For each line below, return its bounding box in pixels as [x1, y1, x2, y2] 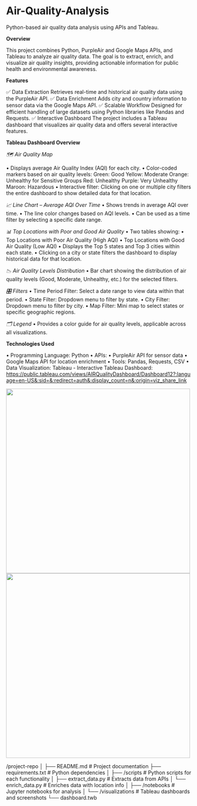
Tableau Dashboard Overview [6, 139, 81, 146]
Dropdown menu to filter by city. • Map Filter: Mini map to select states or [6, 302, 184, 309]
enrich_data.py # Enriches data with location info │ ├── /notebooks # [6, 781, 175, 788]
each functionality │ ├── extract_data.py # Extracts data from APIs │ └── [6, 775, 186, 782]
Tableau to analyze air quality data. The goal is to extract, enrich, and [6, 53, 173, 60]
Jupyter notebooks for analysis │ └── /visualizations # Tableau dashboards [6, 788, 190, 795]
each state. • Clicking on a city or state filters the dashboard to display [6, 249, 178, 256]
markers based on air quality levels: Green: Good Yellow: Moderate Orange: [6, 170, 189, 178]
